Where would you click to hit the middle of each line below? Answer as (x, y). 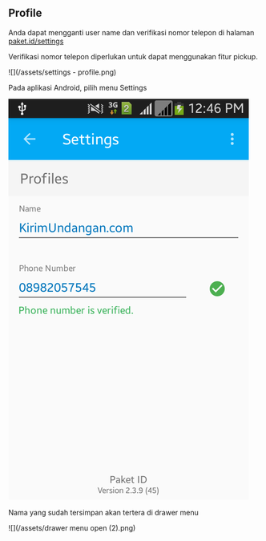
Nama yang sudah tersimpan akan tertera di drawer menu (103, 512)
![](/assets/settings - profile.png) (62, 72)
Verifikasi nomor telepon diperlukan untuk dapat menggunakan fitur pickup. (133, 56)
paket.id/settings (36, 41)
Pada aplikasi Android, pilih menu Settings (78, 87)
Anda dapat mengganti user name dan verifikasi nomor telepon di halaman (131, 32)
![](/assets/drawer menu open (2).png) (72, 527)
